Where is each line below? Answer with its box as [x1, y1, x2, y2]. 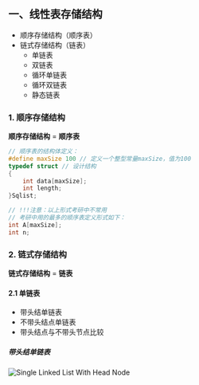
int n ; [8, 228, 30, 237]
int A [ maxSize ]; [8, 221, 62, 229]
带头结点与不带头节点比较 [19, 328, 104, 337]
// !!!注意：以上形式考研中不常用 [8, 206, 107, 214]
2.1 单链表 [8, 288, 41, 297]
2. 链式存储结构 [8, 249, 68, 260]
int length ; [22, 184, 62, 193]
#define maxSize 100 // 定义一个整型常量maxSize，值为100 [8, 155, 192, 163]
